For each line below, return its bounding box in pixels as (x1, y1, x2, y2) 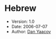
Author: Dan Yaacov (11, 29, 51, 34)
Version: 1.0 (11, 19, 34, 24)
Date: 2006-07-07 (11, 23, 48, 29)
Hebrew (4, 3, 37, 14)
